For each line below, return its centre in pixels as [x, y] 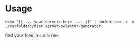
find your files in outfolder [32, 35]
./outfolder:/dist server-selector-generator [53, 26]
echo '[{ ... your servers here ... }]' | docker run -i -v [70, 22]
